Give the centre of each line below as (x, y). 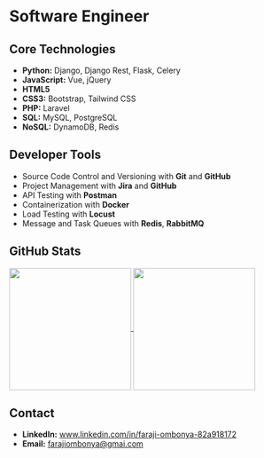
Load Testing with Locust (68, 214)
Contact (32, 413)
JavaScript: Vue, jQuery (66, 80)
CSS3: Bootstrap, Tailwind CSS (79, 99)
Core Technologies (63, 49)
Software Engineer (79, 16)
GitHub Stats (45, 252)
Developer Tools (55, 155)
